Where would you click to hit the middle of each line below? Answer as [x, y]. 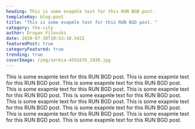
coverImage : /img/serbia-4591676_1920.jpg [58, 60]
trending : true [25, 55]
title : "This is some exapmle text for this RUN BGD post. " [82, 22]
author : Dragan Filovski [36, 33]
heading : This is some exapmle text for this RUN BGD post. [81, 11]
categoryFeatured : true [35, 49]
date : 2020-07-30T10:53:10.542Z [45, 38]
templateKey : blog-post [35, 17]
